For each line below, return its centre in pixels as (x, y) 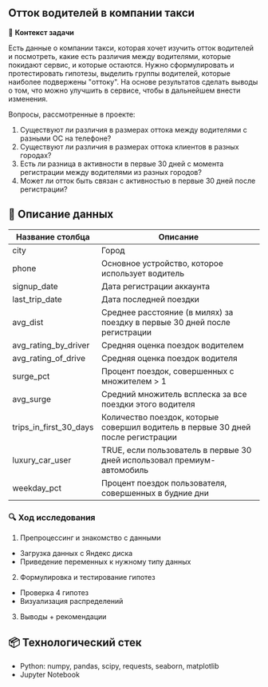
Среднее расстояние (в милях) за (167, 312)
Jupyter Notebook (49, 674)
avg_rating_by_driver (51, 345)
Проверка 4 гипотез (54, 592)
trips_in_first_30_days (53, 427)
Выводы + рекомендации (63, 616)
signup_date (35, 286)
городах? (35, 155)
